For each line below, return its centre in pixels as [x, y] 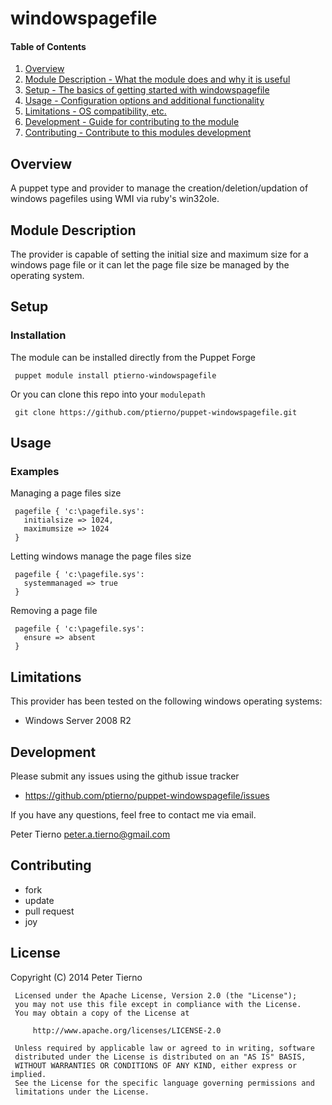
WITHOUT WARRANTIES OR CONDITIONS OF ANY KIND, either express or [156, 1065]
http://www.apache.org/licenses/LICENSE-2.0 [127, 1030]
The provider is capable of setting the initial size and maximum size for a [159, 254]
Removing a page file [54, 611]
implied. [28, 1074]
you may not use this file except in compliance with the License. [158, 1004]
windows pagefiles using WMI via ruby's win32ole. [115, 199]
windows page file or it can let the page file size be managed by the [150, 265]
